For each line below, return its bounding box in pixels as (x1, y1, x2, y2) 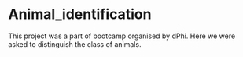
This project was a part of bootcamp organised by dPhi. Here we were (8, 31, 236, 41)
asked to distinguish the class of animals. (8, 39, 142, 48)
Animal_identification (8, 5, 152, 23)
